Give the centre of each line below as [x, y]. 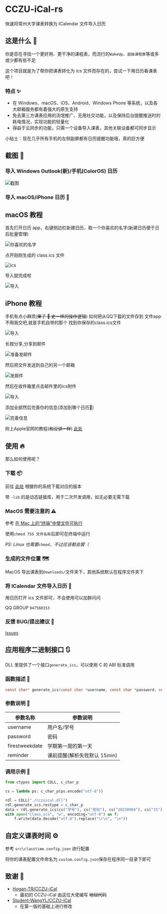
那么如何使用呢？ [23, 459]
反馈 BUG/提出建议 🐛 [30, 621]
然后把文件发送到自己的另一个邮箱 [40, 365]
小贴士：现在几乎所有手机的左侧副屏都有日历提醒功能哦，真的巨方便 [75, 139]
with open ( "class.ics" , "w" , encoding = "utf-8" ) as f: [62, 814]
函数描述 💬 [18, 679]
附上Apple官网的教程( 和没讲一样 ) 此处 [44, 429]
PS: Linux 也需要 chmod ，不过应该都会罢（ [47, 544]
